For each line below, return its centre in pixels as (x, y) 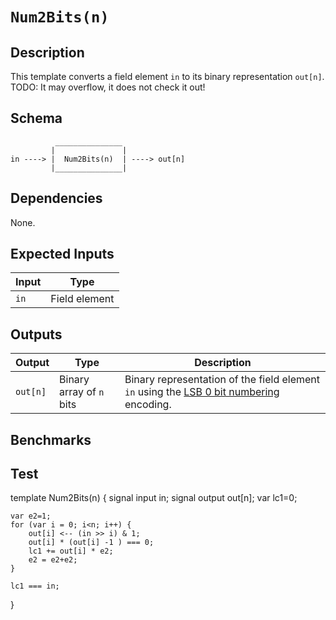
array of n (82, 392)
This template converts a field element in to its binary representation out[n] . (167, 76)
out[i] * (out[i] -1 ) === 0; (91, 543)
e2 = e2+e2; (53, 560)
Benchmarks (51, 439)
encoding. (148, 405)
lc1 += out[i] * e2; (71, 551)
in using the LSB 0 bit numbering (202, 392)
